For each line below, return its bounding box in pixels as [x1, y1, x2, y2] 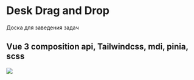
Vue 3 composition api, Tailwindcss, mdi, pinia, [6, 42, 189, 52]
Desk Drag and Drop [6, 4, 110, 18]
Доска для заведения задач [6, 24, 79, 31]
